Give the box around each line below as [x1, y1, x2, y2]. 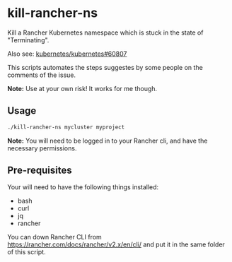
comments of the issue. [7, 71, 76, 79]
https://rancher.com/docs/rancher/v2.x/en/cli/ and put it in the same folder [7, 240, 225, 249]
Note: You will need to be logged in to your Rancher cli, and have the [7, 136, 208, 145]
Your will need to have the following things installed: [7, 183, 159, 191]
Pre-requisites [7, 165, 72, 177]
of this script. [7, 248, 46, 256]
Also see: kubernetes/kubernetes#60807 [7, 49, 127, 58]
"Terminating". [7, 35, 50, 44]
